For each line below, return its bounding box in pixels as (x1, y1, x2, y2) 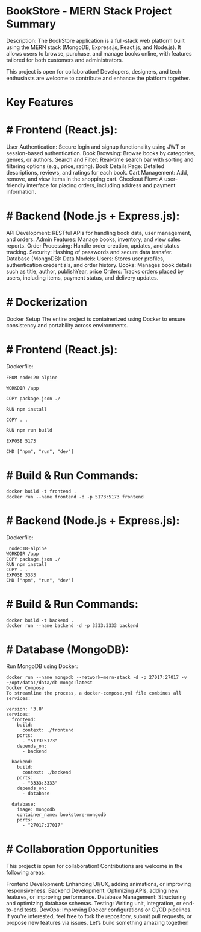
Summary (6, 17, 56, 31)
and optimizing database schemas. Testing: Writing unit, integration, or (6, 899, 182, 907)
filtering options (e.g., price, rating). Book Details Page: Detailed (6, 162, 164, 170)
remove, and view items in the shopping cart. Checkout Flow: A (6, 175, 164, 182)
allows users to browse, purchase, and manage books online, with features (6, 50, 192, 57)
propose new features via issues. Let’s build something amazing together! (6, 919, 190, 926)
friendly (6, 182, 26, 189)
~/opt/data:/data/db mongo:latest (6, 680, 93, 686)
